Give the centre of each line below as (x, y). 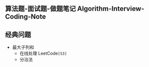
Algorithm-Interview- (111, 9)
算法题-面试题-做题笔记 (41, 9)
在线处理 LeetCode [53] (43, 53)
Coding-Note (26, 17)
